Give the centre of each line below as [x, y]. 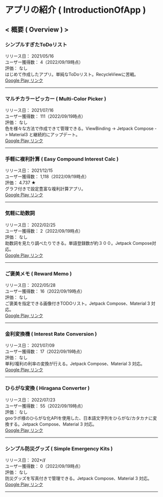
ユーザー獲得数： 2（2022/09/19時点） [44, 231]
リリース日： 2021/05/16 [30, 56]
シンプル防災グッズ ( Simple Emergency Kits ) [59, 448]
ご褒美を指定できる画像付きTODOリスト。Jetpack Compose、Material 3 [78, 304]
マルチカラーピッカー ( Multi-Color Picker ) [56, 99]
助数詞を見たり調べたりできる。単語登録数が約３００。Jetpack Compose [79, 243]
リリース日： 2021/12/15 [29, 170]
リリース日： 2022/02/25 [30, 225]
